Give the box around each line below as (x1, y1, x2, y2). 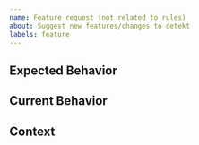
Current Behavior (9, 93, 108, 108)
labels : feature (9, 30, 70, 38)
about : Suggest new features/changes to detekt (9, 21, 191, 30)
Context (9, 124, 56, 139)
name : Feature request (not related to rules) (9, 13, 186, 22)
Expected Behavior (9, 63, 118, 78)
